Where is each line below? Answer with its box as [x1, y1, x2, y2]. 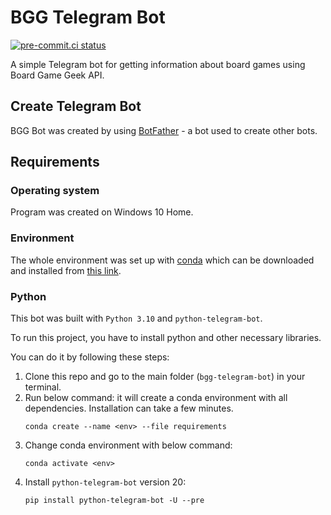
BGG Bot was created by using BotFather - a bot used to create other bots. [10, 124, 318, 136]
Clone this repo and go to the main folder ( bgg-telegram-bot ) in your [24, 371, 306, 383]
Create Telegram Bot [10, 98, 142, 115]
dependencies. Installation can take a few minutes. [24, 402, 234, 415]
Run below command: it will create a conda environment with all [24, 392, 288, 404]
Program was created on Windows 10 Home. [10, 206, 194, 218]
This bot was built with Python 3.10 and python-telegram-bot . [10, 312, 263, 325]
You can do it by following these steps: [10, 351, 170, 363]
